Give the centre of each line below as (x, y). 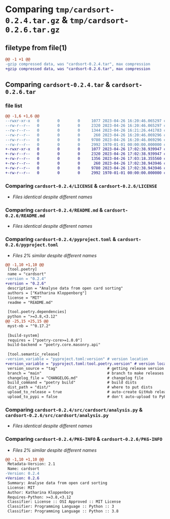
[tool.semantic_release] (33, 354)
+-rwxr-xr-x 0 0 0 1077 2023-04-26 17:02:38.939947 (83, 149)
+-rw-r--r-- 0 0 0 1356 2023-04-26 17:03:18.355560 (83, 159)
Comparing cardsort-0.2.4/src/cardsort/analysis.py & (74, 409)
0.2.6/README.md (25, 216)
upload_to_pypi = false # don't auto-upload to (82, 397)
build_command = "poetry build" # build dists (72, 383)
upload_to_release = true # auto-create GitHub (80, 392)
